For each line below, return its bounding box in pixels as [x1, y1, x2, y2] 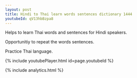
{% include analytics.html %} [5, 67, 64, 73]
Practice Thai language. [5, 48, 53, 54]
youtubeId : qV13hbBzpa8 [5, 16, 54, 21]
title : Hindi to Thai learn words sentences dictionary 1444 [5, 12, 133, 17]
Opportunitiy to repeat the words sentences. [5, 39, 94, 45]
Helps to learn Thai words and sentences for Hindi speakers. [5, 30, 127, 36]
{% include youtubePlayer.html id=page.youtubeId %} [5, 58, 114, 64]
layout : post [5, 7, 32, 12]
